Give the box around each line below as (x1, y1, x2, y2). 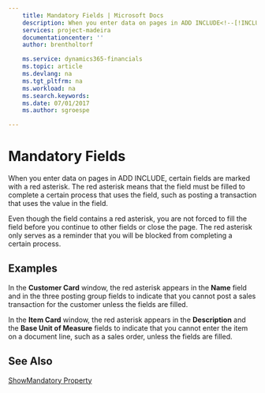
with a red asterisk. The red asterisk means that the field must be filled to (8, 182, 246, 192)
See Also (8, 354, 53, 368)
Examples (8, 262, 58, 275)
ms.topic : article (22, 62, 83, 71)
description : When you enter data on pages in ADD (22, 19, 192, 27)
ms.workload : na (22, 84, 77, 92)
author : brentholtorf (22, 41, 93, 49)
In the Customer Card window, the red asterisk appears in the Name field (8, 283, 247, 292)
